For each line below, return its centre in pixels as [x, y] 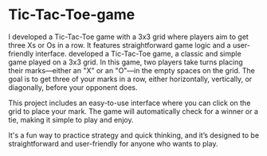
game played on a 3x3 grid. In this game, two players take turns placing [126, 62]
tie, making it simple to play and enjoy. [71, 119]
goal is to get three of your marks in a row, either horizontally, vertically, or [130, 79]
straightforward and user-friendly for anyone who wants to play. [113, 143]
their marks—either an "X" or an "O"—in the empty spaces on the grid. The [132, 70]
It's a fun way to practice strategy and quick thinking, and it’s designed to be [134, 135]
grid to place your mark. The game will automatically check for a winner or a [133, 111]
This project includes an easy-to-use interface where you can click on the [130, 103]
